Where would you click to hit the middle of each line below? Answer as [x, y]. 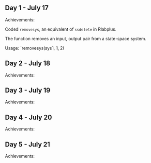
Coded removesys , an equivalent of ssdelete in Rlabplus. [61, 29]
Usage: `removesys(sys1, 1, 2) [35, 48]
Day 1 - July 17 [27, 8]
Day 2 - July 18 [28, 63]
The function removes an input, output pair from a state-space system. [76, 38]
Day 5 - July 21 [28, 144]
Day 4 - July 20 [29, 117]
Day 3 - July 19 [28, 90]
